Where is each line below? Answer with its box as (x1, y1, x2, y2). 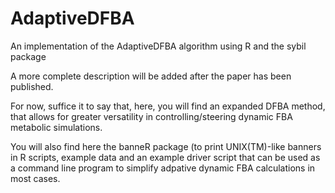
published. (10, 80, 54, 92)
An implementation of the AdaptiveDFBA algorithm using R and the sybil (10, 40, 307, 52)
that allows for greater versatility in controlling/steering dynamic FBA (10, 110, 293, 122)
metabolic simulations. (10, 121, 103, 133)
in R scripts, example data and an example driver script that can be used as (10, 151, 321, 163)
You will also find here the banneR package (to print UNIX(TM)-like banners (10, 140, 322, 152)
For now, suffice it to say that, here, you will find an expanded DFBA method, (10, 100, 326, 112)
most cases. (10, 172, 61, 184)
